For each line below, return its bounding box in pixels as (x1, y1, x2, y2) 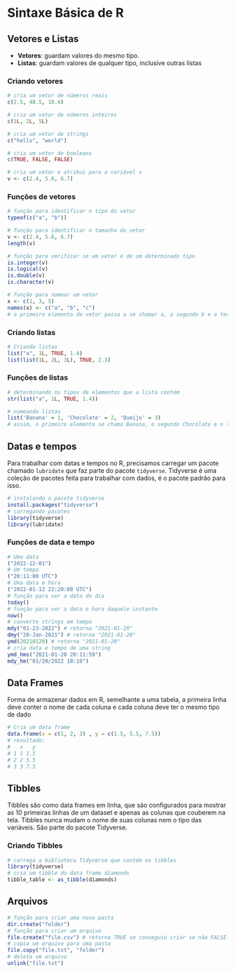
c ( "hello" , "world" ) (7, 137, 68, 144)
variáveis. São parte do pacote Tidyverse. (7, 823, 128, 831)
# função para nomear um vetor (7, 291, 99, 298)
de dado (7, 710, 31, 719)
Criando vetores (7, 76, 64, 85)
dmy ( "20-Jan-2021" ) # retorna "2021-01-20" (7, 632, 136, 639)
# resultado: (7, 737, 45, 744)
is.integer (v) (7, 259, 49, 266)
